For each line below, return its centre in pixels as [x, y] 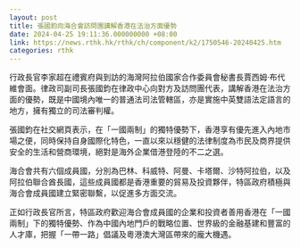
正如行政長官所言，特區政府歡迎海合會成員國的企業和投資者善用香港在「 [142, 212]
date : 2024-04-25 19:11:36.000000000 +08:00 [93, 34]
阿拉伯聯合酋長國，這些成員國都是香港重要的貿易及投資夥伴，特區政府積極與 [150, 182]
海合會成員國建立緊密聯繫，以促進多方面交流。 [95, 194]
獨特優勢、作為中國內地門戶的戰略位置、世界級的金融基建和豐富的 [169, 223]
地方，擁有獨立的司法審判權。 [64, 111]
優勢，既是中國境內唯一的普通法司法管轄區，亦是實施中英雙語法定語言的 [158, 100]
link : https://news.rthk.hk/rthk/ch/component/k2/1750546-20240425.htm [145, 42]
